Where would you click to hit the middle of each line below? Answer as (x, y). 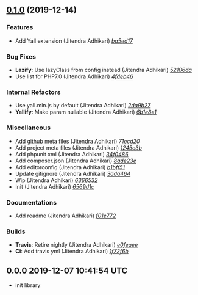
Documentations (31, 202)
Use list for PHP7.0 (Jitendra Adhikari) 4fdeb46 (74, 76)
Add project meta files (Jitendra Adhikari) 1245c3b (78, 147)
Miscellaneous (28, 128)
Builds (16, 231)
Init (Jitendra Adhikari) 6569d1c (55, 186)
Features (20, 27)
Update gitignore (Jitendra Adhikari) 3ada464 (73, 173)
